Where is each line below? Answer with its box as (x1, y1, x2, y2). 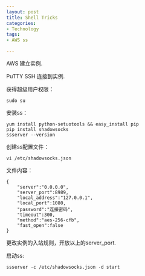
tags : (6, 32, 20, 38)
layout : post (6, 8, 39, 15)
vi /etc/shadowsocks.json (6, 155, 71, 161)
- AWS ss (6, 37, 28, 43)
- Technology (6, 25, 39, 32)
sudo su (6, 98, 26, 104)
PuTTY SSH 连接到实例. (6, 73, 65, 79)
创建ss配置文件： (6, 143, 50, 150)
